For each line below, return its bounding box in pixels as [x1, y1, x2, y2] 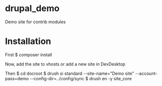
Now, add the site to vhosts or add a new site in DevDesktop [5, 61, 126, 67]
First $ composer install [5, 52, 52, 57]
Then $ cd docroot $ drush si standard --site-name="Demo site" [5, 71, 134, 76]
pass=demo [5, 75, 29, 81]
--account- [135, 71, 158, 76]
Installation [5, 36, 51, 47]
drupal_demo [5, 3, 60, 14]
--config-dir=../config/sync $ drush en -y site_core [30, 75, 132, 81]
